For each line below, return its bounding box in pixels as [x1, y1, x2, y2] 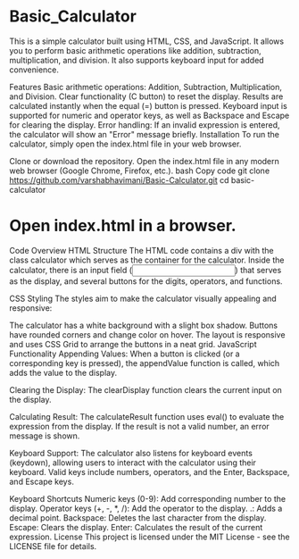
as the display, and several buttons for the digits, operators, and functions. [9, 275, 283, 287]
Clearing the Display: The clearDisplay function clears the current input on [9, 384, 283, 395]
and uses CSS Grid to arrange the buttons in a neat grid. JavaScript [9, 338, 257, 349]
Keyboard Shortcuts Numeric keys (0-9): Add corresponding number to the [9, 493, 287, 504]
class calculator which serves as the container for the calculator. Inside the [9, 254, 285, 265]
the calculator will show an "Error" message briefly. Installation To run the [9, 129, 279, 139]
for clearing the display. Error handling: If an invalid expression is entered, [9, 119, 280, 130]
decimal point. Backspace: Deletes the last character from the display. [9, 512, 267, 523]
